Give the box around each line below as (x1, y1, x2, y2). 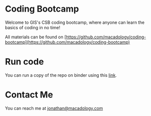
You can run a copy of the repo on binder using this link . (5, 72, 117, 78)
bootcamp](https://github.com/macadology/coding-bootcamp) (5, 39, 130, 45)
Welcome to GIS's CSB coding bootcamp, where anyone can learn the (5, 19, 145, 25)
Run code (5, 56, 44, 67)
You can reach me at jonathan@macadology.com (5, 105, 103, 111)
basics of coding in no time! (5, 24, 60, 30)
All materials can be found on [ (5, 34, 66, 40)
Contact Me (5, 89, 53, 100)
